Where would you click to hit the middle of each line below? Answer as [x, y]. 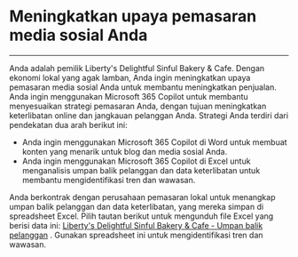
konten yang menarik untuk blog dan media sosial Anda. [125, 151]
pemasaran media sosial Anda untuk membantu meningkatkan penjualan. [143, 87]
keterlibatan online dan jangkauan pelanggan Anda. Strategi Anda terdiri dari [149, 115]
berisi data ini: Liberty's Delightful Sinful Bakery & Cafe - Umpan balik [136, 225]
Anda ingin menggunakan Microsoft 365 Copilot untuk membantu [129, 96]
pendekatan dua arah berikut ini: [68, 124]
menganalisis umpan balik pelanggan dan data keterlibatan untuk [141, 170]
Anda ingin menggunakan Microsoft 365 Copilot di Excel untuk [136, 161]
